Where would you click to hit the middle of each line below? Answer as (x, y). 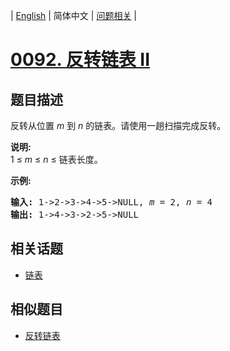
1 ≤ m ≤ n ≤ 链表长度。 (56, 159)
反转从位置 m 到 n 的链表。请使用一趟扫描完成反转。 (118, 125)
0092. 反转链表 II (80, 60)
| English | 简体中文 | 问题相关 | (73, 15)
